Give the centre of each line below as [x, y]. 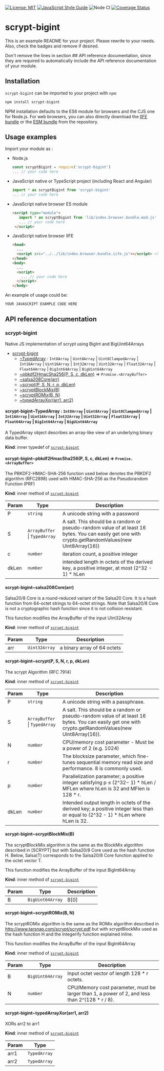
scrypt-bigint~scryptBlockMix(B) [40, 834]
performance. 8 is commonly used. [102, 768]
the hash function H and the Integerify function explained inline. [69, 934]
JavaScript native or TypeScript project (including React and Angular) [82, 181]
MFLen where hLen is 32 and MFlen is [106, 788]
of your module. [21, 66]
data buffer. [17, 437]
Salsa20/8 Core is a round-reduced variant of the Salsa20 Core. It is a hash [81, 598]
